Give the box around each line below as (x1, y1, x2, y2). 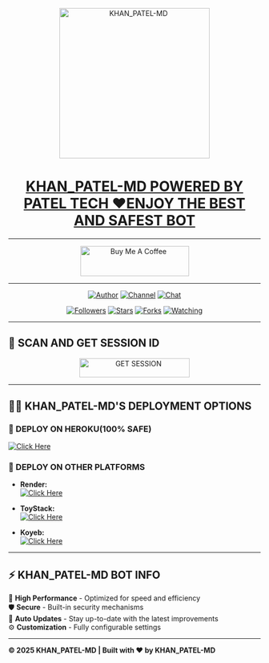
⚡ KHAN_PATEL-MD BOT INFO (8, 568, 161, 581)
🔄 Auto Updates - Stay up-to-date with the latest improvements (8, 613, 219, 623)
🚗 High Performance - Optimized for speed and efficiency (8, 593, 201, 603)
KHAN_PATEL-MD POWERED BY (25, 177, 244, 196)
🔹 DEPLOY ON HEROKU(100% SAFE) (8, 423, 152, 435)
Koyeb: (19, 528, 45, 537)
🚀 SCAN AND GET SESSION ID (8, 337, 160, 350)
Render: (19, 479, 48, 489)
